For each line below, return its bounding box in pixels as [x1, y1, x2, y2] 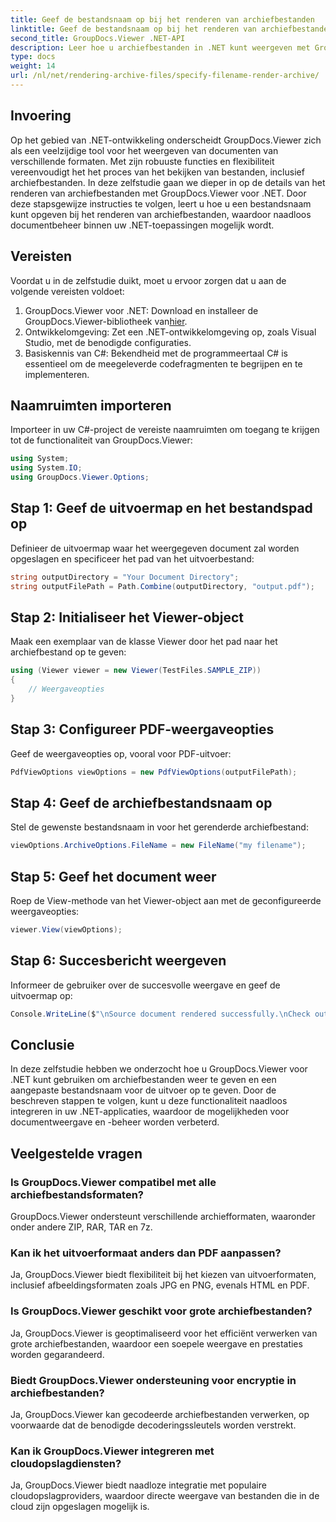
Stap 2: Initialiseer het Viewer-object [10, 609, 244, 626]
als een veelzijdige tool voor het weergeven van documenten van [10, 144, 279, 156]
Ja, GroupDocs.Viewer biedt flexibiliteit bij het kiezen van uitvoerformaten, [10, 1269, 317, 1281]
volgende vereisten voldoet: [10, 285, 125, 297]
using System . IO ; [10, 463, 83, 473]
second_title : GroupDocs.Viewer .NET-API [10, 33, 186, 43]
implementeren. [24, 368, 90, 380]
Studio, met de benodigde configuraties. [24, 336, 192, 348]
